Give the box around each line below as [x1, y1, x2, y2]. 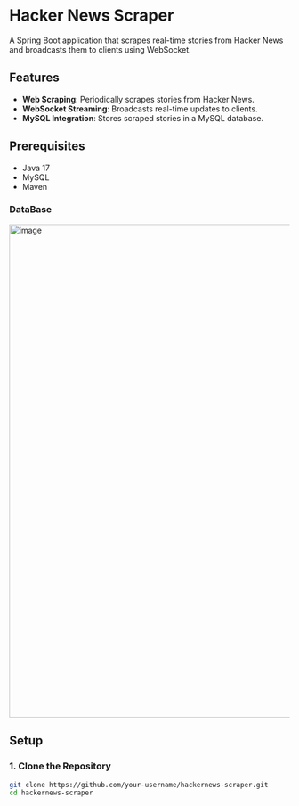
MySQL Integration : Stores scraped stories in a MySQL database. [21, 112, 264, 123]
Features [9, 70, 60, 86]
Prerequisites [9, 139, 85, 154]
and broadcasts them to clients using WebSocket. [9, 44, 191, 54]
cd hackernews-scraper [9, 788, 93, 798]
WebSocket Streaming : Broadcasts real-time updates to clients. [21, 103, 258, 114]
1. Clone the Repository [9, 760, 111, 772]
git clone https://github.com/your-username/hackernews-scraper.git [9, 780, 269, 789]
